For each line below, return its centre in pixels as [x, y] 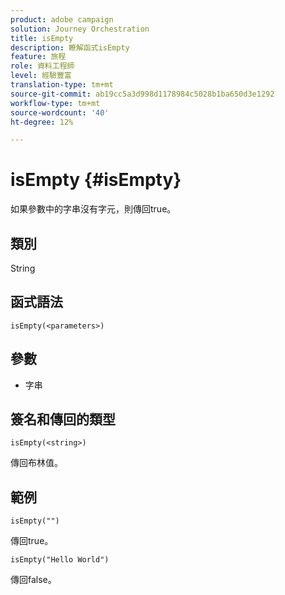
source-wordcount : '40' [60, 112]
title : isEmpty [42, 38]
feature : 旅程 [38, 57]
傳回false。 [33, 580]
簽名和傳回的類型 [63, 419]
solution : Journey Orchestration [80, 29]
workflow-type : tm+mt [55, 103]
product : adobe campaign [62, 19]
